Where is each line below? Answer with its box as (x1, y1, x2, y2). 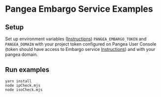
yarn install (5, 78, 32, 84)
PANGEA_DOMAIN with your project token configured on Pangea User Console (5, 41, 157, 47)
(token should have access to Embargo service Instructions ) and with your (5, 47, 156, 52)
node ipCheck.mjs (5, 83, 41, 88)
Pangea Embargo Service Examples (5, 3, 153, 15)
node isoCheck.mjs (5, 87, 43, 92)
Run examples (5, 66, 50, 74)
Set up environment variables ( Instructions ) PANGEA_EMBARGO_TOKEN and (5, 36, 147, 42)
